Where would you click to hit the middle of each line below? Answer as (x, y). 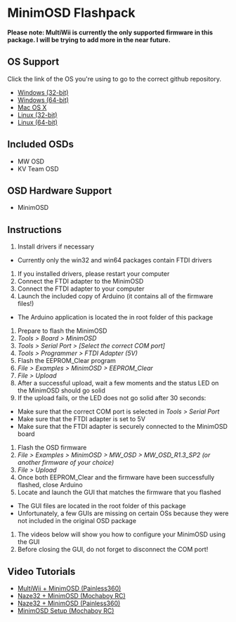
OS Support (33, 62)
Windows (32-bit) (43, 92)
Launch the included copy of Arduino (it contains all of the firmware (115, 296)
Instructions (34, 230)
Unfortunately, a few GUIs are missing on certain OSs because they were (123, 513)
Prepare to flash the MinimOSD (62, 331)
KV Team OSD (38, 168)
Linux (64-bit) (38, 122)
